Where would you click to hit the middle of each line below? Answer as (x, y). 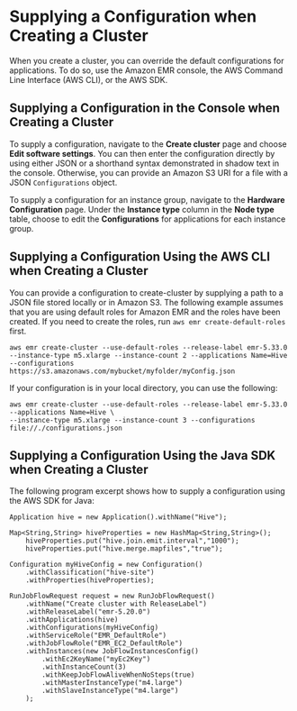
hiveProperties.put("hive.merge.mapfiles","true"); (124, 549)
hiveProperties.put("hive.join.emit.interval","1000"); (133, 541)
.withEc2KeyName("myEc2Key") (96, 660)
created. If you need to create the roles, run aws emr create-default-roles (148, 321)
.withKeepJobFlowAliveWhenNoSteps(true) (118, 675)
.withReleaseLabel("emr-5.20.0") (88, 612)
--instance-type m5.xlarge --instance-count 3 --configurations (132, 420)
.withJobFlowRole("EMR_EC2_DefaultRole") (104, 643)
